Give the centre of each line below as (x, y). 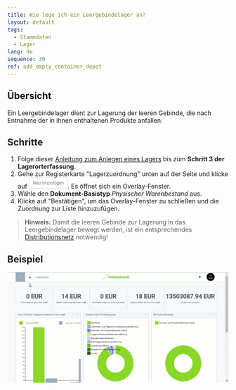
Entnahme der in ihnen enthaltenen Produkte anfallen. (85, 120)
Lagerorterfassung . (46, 167)
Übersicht (29, 96)
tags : (15, 29)
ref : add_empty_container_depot (54, 67)
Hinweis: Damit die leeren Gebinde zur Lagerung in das (105, 222)
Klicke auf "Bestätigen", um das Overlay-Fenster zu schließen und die (118, 201)
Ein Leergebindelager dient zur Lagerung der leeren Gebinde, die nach (110, 113)
